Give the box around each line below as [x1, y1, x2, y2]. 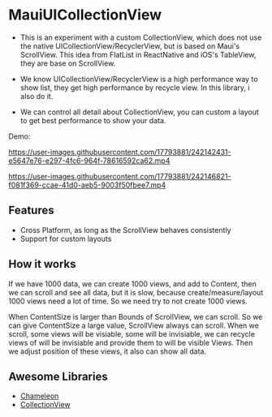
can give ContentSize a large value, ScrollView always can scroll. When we [8, 320, 260, 330]
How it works [8, 257, 76, 271]
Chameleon [19, 391, 59, 401]
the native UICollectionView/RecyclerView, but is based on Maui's [19, 41, 240, 50]
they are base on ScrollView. [19, 58, 116, 68]
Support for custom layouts [19, 234, 112, 243]
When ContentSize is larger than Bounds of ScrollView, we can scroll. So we [8, 312, 263, 321]
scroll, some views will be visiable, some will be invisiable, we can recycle [8, 329, 256, 338]
